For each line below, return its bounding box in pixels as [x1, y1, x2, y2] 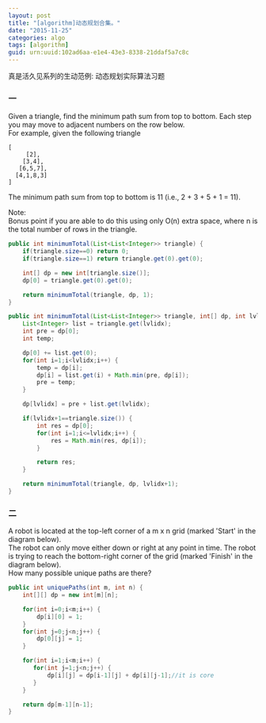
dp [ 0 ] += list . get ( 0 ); [22, 348, 97, 357]
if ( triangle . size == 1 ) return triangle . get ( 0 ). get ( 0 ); [22, 255, 203, 263]
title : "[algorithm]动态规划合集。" [8, 19, 121, 27]
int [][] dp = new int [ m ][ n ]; [22, 591, 119, 599]
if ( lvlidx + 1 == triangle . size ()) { [22, 414, 133, 423]
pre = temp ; [36, 379, 77, 386]
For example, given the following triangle [8, 129, 141, 138]
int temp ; [22, 335, 55, 343]
